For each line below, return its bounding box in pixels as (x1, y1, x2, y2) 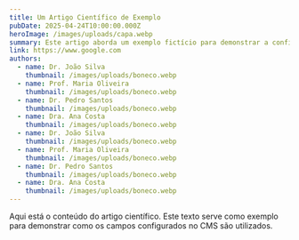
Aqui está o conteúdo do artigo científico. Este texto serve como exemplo (9, 211, 279, 221)
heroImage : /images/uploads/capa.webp (9, 29, 153, 38)
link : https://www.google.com (9, 46, 122, 55)
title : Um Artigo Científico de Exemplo (9, 12, 162, 22)
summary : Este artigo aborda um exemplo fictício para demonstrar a (9, 37, 269, 47)
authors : (9, 54, 42, 63)
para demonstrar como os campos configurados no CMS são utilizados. (9, 220, 273, 231)
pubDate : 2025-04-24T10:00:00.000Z (9, 21, 141, 30)
